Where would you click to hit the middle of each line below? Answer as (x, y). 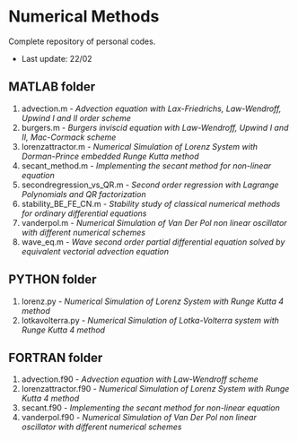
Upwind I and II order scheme (76, 117)
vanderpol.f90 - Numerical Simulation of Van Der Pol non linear (139, 418)
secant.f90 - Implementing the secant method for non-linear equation (150, 408)
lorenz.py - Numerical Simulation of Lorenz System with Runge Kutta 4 (153, 301)
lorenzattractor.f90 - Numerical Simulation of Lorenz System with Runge (155, 389)
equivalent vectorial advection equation (95, 251)
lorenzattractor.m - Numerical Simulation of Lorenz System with (139, 146)
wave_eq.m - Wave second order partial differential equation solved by (153, 242)
